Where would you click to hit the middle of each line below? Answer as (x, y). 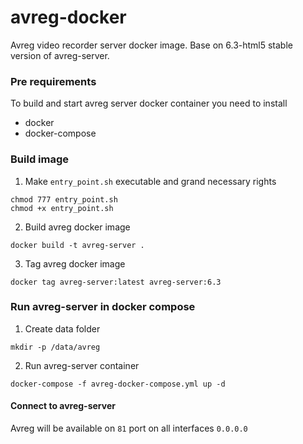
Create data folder (62, 328)
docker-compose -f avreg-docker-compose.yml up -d (118, 384)
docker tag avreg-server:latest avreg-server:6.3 (116, 282)
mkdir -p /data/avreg (55, 347)
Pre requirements (53, 81)
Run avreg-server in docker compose (103, 307)
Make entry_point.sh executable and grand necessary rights (150, 181)
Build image (40, 159)
